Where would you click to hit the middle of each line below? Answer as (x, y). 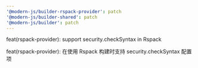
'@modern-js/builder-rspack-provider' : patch (64, 12)
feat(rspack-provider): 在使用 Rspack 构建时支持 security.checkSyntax (93, 51)
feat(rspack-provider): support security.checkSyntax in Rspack (84, 40)
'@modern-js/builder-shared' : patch (52, 17)
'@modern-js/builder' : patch (42, 22)
